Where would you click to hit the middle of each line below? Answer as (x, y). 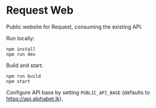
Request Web (40, 10)
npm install (21, 49)
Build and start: (25, 65)
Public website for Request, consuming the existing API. (74, 27)
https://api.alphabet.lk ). (35, 99)
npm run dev (21, 54)
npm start (18, 81)
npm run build (24, 76)
